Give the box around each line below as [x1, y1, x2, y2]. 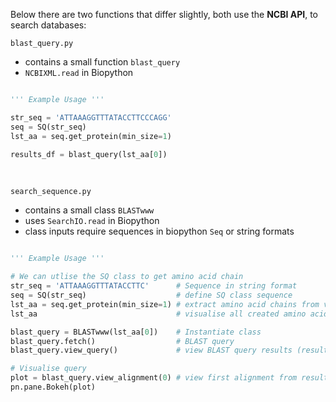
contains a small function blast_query [24, 56, 181, 68]
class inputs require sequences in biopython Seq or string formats [24, 225, 295, 238]
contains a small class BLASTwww [24, 204, 155, 216]
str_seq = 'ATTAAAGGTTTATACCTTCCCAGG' [10, 112, 172, 123]
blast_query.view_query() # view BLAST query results [10, 345, 293, 356]
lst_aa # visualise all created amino [10, 309, 307, 319]
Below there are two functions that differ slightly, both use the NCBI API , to [10, 9, 318, 20]
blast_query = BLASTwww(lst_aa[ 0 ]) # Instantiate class [10, 327, 262, 337]
